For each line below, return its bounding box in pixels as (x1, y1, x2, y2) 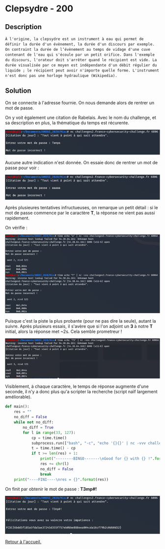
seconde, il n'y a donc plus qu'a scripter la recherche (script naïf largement (5, 389, 158, 395)
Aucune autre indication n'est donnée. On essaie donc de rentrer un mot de (5, 159, 158, 165)
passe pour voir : (5, 165, 39, 171)
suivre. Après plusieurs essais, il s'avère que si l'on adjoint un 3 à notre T (5, 324, 153, 329)
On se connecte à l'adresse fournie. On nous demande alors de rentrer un (5, 100, 155, 106)
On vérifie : (5, 225, 28, 231)
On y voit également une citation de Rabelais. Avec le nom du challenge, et (5, 114, 156, 120)
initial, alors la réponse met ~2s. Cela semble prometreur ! (5, 329, 122, 334)
